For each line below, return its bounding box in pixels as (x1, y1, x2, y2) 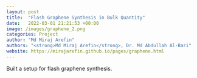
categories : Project (6, 31, 59, 37)
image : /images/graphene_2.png (6, 25, 86, 32)
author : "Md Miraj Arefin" (6, 37, 75, 43)
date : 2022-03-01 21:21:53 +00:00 (6, 20, 99, 26)
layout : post (6, 8, 40, 15)
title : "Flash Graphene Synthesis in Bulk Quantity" (6, 15, 146, 21)
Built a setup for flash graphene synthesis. (6, 65, 112, 72)
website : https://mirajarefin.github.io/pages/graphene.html (6, 48, 165, 54)
